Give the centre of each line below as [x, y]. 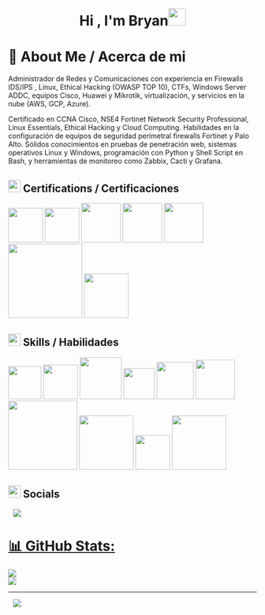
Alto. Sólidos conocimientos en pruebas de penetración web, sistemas [123, 144]
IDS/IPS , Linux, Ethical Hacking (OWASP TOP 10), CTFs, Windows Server [127, 88]
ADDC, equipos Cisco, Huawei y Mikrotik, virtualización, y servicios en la [126, 95]
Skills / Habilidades [71, 343]
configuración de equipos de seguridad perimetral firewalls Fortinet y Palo [129, 136]
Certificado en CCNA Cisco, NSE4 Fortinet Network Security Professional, [129, 119]
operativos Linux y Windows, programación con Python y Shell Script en [125, 153]
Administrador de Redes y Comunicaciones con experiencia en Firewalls [126, 79]
